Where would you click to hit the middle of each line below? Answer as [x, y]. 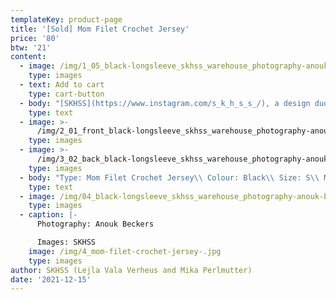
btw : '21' [31, 47]
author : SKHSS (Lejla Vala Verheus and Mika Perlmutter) [131, 270]
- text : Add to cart [62, 85]
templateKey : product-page [66, 19]
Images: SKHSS [66, 242]
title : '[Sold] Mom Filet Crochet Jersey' [100, 29]
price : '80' [35, 38]
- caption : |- [48, 215]
